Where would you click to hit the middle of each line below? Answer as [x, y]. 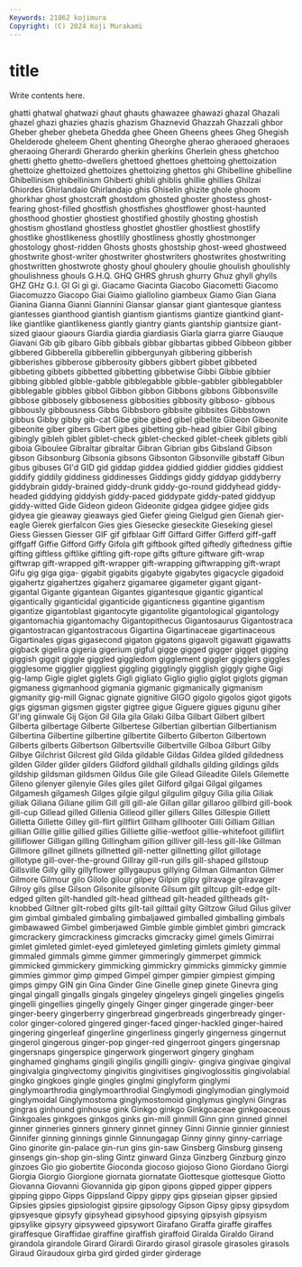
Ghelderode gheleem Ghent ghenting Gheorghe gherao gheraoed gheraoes [150, 142]
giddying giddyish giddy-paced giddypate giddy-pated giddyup [157, 496]
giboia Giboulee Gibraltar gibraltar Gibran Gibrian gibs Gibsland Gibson [141, 448]
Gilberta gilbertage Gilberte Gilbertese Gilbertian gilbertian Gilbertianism [143, 726]
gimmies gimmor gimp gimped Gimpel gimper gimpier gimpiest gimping [142, 976]
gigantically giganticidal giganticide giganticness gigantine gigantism [137, 601]
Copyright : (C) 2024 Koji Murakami [76, 26]
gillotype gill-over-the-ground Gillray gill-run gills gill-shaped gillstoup [139, 860]
